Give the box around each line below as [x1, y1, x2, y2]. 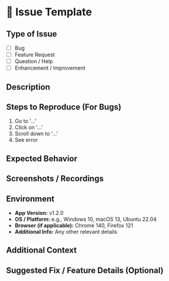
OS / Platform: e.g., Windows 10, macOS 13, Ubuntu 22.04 [14, 215, 157, 223]
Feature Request [14, 51, 55, 58]
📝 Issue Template [6, 5, 92, 19]
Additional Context [6, 245, 77, 256]
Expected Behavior [6, 153, 78, 164]
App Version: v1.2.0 [14, 210, 64, 217]
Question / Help [14, 58, 53, 65]
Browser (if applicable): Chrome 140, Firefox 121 [14, 222, 134, 229]
